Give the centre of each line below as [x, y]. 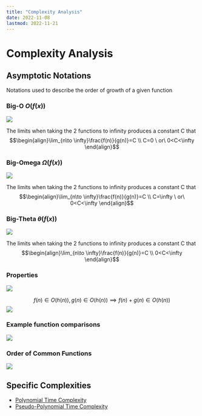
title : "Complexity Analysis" [45, 12]
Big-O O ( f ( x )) [26, 106]
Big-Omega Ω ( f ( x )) [34, 162]
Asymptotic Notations [49, 76]
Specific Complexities [49, 385]
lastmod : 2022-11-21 [32, 23]
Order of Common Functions [49, 353]
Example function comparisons [53, 325]
